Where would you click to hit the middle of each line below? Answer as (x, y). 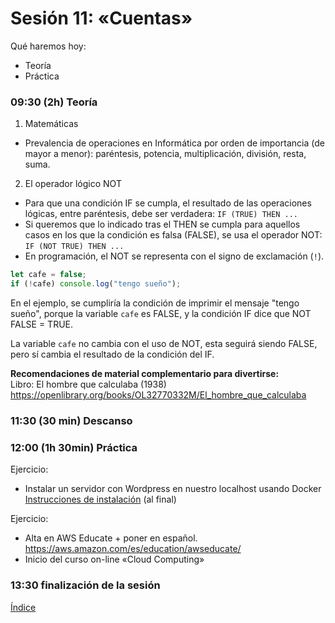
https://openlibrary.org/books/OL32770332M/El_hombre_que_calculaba (158, 394)
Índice (23, 607)
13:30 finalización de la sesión (85, 585)
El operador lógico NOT (73, 184)
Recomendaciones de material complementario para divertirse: (145, 373)
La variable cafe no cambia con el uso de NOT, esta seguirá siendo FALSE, (164, 343)
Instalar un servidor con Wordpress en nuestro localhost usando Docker (173, 489)
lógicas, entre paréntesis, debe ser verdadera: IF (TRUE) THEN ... (161, 214)
